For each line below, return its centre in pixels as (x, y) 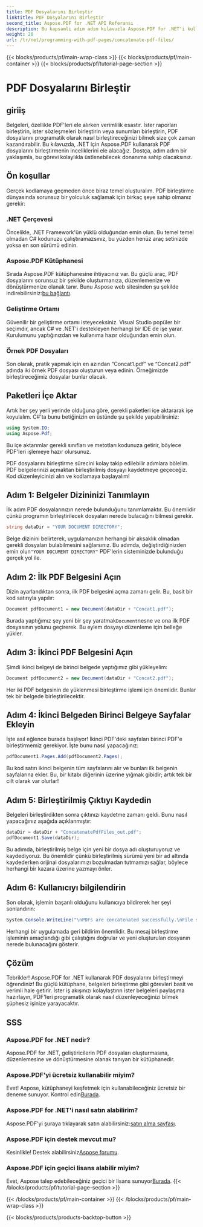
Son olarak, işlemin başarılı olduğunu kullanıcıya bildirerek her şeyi (89, 902)
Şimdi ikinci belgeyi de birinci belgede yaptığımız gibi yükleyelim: (87, 667)
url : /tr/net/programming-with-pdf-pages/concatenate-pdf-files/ (90, 40)
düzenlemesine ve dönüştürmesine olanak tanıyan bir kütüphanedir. (91, 1059)
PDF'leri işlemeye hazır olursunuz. (49, 451)
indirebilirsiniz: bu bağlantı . (39, 293)
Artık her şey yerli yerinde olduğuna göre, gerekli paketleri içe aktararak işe (100, 410)
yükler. (14, 633)
